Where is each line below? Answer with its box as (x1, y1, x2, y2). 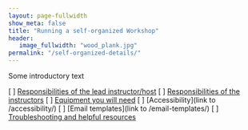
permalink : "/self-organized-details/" (8, 49, 142, 57)
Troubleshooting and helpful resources (8, 112, 136, 121)
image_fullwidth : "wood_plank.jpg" (18, 42, 138, 50)
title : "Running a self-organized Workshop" (8, 26, 159, 35)
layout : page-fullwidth (8, 11, 88, 20)
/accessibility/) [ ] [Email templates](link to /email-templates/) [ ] (8, 104, 219, 113)
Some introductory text (8, 71, 85, 80)
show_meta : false (8, 19, 66, 27)
